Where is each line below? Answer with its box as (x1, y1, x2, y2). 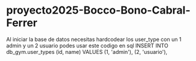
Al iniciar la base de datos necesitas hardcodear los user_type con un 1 (6, 36, 182, 43)
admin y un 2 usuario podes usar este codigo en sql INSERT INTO (6, 42, 169, 49)
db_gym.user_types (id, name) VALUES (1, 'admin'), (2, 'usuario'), (6, 48, 168, 55)
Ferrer (6, 16, 38, 30)
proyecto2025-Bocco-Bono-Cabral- (6, 4, 191, 17)
